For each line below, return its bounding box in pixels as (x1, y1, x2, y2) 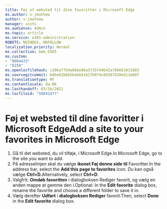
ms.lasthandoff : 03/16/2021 (5, 86, 64, 91)
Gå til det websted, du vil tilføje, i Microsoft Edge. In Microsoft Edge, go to (12, 150, 163, 156)
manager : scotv (5, 21, 37, 26)
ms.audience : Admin (5, 26, 46, 31)
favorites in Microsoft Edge (5, 133, 120, 145)
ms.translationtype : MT (5, 77, 55, 82)
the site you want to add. (12, 155, 64, 161)
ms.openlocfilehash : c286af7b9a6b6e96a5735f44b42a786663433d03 (5, 68, 140, 73)
